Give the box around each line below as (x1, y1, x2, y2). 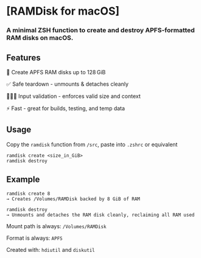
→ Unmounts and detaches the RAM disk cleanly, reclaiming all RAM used (6, 212, 195, 218)
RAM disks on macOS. (6, 33, 74, 42)
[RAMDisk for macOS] (6, 4, 120, 18)
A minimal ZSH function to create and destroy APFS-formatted (6, 26, 195, 35)
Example (6, 175, 40, 185)
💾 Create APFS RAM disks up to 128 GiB (6, 68, 106, 75)
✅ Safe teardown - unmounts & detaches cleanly (6, 80, 129, 88)
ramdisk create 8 (6, 190, 51, 197)
